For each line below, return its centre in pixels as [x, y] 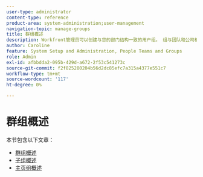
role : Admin [21, 57]
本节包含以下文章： [30, 140]
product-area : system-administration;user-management [76, 23]
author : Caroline [28, 46]
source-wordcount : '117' [37, 79]
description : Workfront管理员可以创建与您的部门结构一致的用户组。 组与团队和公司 [100, 40]
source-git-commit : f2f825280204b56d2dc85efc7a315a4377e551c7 [86, 68]
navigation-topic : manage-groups [48, 29]
